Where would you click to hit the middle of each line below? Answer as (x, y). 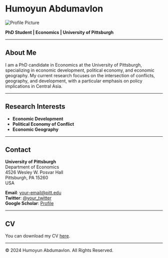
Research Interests (35, 106)
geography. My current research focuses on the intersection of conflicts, (80, 75)
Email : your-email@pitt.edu (33, 193)
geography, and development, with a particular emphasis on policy (74, 81)
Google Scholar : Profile (29, 203)
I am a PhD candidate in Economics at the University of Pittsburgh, (74, 65)
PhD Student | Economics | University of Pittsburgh (59, 32)
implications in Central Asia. (34, 86)
